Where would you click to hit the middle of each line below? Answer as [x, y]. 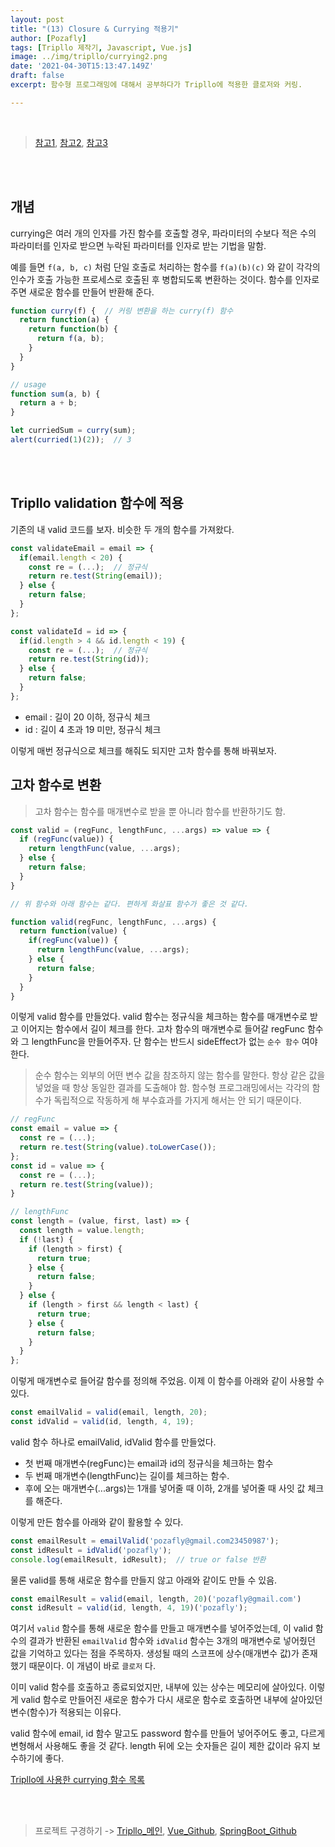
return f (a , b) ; [70, 339]
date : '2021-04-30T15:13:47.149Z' [82, 66]
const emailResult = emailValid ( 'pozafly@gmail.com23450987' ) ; [145, 1541]
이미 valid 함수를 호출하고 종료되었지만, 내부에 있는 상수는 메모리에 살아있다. [158, 1687]
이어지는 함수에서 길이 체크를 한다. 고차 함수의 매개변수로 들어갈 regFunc [163, 1029]
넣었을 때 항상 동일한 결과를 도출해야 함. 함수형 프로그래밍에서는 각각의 [172, 1088]
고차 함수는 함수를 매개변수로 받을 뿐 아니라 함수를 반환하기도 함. [160, 811]
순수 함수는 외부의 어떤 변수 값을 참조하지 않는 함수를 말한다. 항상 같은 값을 [180, 1075]
